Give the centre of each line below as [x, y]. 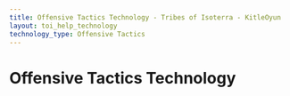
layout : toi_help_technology [63, 26]
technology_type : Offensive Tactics [77, 34]
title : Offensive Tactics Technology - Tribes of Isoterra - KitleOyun [145, 17]
